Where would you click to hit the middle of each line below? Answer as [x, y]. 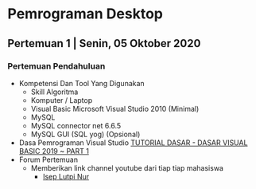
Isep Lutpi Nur [66, 176]
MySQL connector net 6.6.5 [76, 125]
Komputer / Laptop [62, 100]
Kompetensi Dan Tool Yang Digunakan [81, 83]
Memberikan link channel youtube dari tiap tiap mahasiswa [127, 167]
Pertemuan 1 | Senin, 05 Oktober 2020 [104, 43]
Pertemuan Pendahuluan [56, 66]
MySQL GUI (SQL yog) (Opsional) [85, 134]
